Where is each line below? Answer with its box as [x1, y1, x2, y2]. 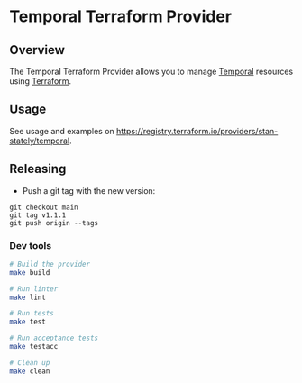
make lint [9, 293, 47, 302]
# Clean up [9, 358, 50, 367]
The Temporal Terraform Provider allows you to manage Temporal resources [9, 66, 294, 77]
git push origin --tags [9, 218, 99, 227]
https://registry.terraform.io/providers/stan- [115, 125, 279, 136]
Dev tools [9, 239, 52, 251]
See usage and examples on [9, 125, 114, 136]
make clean [9, 367, 50, 376]
